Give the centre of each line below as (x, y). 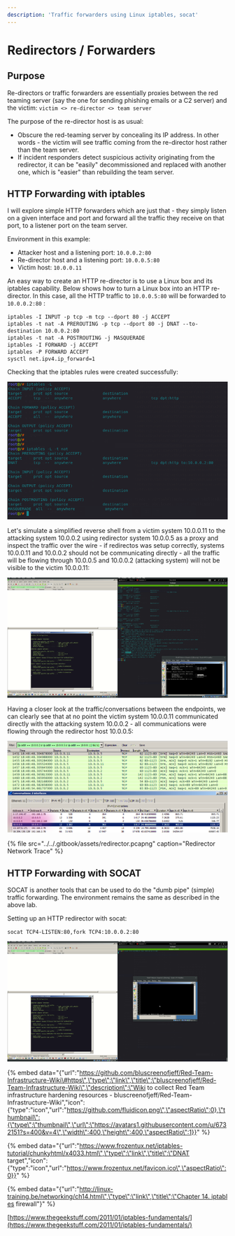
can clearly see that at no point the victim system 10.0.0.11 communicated (113, 716)
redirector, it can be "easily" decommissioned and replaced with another (122, 164)
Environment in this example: (49, 239)
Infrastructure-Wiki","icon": (46, 1102)
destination (24, 331)
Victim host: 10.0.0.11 (50, 268)
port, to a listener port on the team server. (67, 226)
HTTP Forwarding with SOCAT (74, 873)
